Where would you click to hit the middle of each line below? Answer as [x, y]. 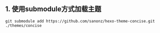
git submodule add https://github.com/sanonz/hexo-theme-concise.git [80, 21]
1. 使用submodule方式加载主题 [53, 9]
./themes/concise [24, 25]
